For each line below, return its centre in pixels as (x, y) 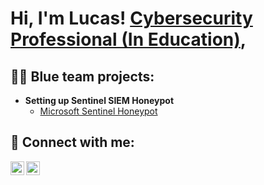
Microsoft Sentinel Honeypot (98, 111)
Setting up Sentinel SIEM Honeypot (99, 100)
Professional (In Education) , (128, 39)
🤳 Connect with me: (72, 142)
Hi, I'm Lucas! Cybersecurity (131, 18)
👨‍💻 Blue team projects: (82, 76)
